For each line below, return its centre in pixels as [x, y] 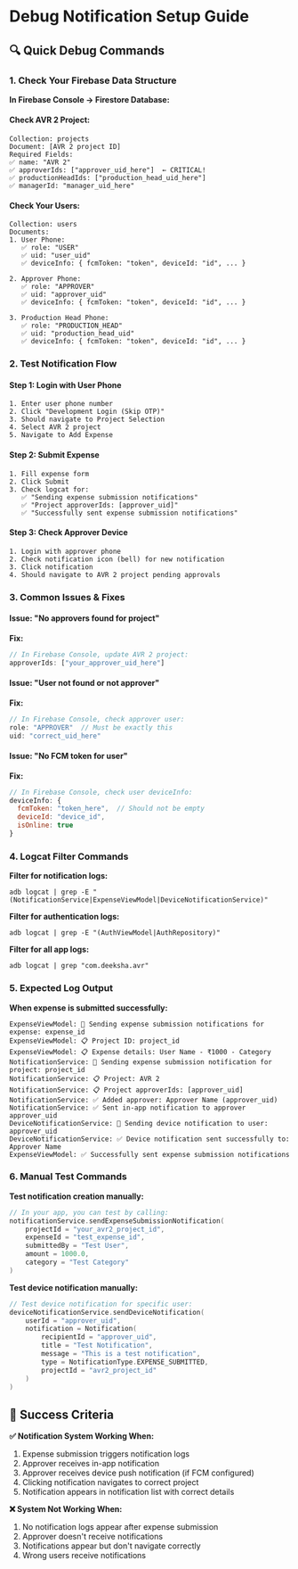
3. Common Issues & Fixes [67, 597]
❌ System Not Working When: [66, 1509]
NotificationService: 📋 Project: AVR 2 [85, 1078]
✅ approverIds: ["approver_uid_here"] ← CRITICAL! [108, 170]
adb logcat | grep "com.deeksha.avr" [79, 966]
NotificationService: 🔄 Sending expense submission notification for [141, 1062]
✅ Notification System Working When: [81, 1436]
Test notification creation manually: [77, 1196]
